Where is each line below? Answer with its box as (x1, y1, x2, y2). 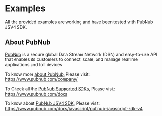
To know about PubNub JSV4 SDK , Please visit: (5, 100, 100, 106)
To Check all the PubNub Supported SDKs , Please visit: (5, 86, 115, 92)
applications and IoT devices (5, 61, 62, 67)
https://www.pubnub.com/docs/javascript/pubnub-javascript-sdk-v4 (5, 105, 143, 111)
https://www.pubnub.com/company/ (5, 76, 78, 82)
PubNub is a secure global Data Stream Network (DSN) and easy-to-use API (5, 51, 158, 57)
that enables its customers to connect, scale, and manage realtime (5, 57, 138, 62)
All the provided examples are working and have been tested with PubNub (5, 19, 153, 25)
